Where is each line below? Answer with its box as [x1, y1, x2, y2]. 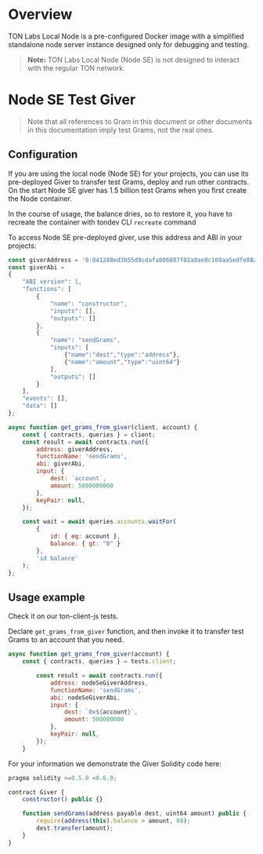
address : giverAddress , [36, 445, 113, 453]
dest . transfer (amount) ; [36, 824, 113, 832]
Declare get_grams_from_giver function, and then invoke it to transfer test [8, 626, 244, 637]
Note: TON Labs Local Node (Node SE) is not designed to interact [27, 55, 240, 64]
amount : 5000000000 [49, 481, 113, 490]
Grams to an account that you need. [8, 635, 124, 644]
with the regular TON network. [27, 63, 125, 72]
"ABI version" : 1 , [22, 278, 82, 286]
